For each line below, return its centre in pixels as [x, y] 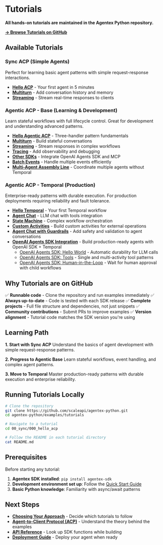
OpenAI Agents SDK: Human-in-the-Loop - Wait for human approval [88, 263]
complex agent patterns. [30, 364]
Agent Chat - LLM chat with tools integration [57, 216]
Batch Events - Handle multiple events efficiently [62, 162]
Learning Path [27, 333]
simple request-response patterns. [40, 349]
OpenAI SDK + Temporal [37, 247]
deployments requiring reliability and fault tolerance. [58, 201]
